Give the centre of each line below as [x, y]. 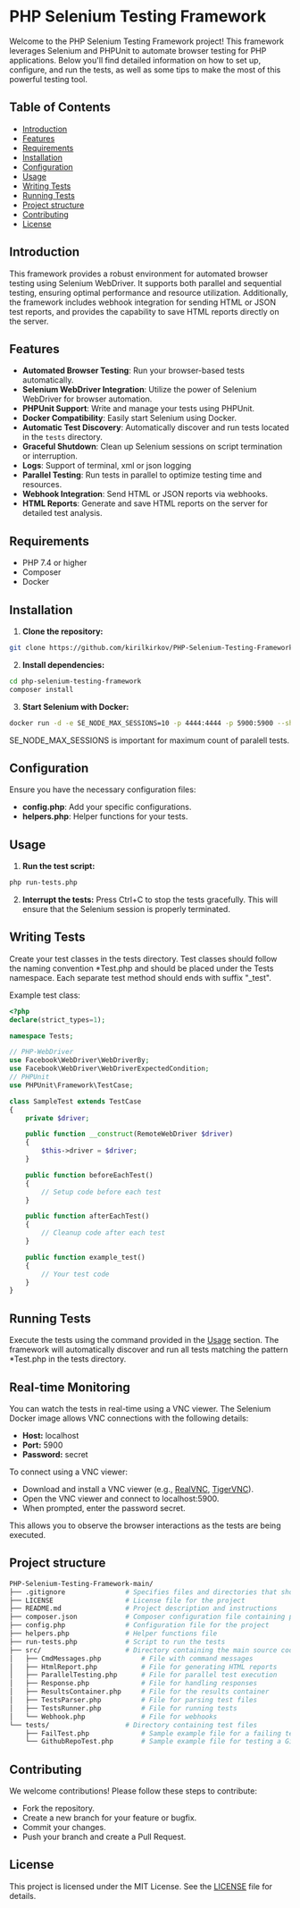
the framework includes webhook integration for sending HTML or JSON [143, 302]
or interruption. [50, 456]
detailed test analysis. [62, 513]
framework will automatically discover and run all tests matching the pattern [149, 1350]
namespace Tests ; [42, 1036]
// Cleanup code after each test [104, 1233]
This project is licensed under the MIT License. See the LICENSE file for [141, 1886]
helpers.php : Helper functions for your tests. [105, 816]
